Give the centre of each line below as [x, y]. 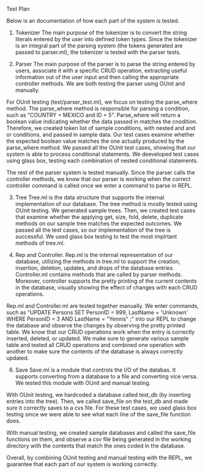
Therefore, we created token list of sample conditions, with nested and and [101, 128]
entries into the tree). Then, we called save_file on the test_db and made [97, 401]
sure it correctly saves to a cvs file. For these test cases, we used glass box [102, 408]
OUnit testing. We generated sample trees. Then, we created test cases [105, 210]
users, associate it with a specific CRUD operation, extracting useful [101, 71]
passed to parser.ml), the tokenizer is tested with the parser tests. [98, 52]
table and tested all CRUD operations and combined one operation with [96, 345]
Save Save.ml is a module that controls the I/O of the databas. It [95, 370]
